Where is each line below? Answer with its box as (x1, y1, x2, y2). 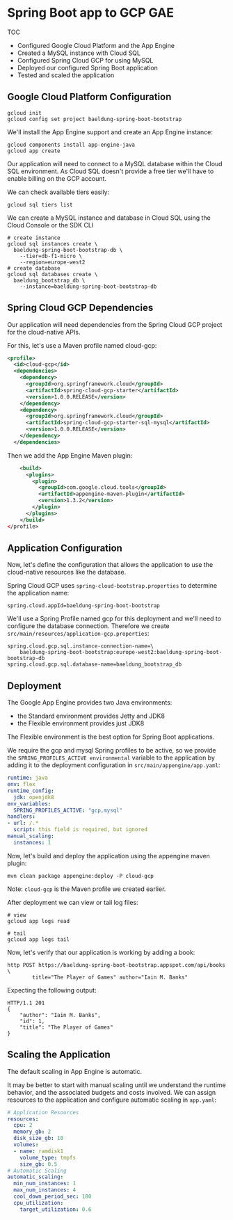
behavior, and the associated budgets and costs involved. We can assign (7, 1088, 216, 1096)
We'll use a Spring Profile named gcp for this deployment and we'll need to (7, 614, 221, 623)
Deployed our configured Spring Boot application (17, 63, 159, 72)
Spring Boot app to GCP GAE (7, 5, 175, 21)
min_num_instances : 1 (13, 1180, 77, 1187)
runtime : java (7, 774, 49, 782)
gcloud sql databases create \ (7, 271, 98, 278)
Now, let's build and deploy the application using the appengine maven (7, 851, 211, 860)
